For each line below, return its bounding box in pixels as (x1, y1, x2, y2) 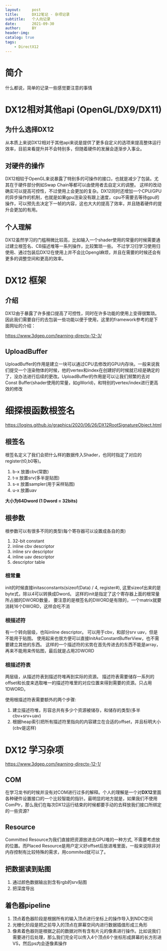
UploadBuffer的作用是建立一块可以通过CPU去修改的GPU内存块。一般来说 (5, 361, 156, 367)
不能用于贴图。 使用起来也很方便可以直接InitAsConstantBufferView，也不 (5, 635, 155, 641)
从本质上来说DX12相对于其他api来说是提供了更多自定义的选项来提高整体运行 (5, 139, 162, 145)
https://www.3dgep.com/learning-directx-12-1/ (5, 761, 101, 767)
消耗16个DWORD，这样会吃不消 (5, 603, 71, 609)
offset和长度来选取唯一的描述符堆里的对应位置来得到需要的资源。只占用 (5, 680, 153, 686)
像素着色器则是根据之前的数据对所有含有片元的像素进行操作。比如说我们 (12, 928, 161, 934)
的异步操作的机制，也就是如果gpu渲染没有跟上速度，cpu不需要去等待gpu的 (5, 195, 160, 201)
